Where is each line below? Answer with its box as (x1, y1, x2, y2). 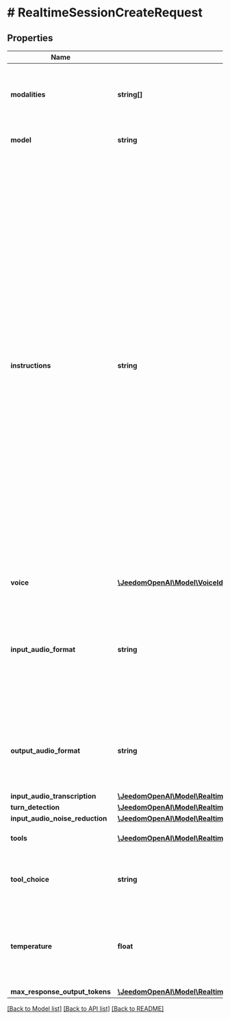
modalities (10, 90, 46, 99)
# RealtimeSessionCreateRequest (7, 5, 203, 21)
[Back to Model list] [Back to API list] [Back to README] (7, 1005, 164, 1013)
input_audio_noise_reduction (10, 814, 107, 823)
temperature (10, 941, 53, 951)
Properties (7, 32, 53, 44)
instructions (10, 361, 51, 370)
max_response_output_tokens (10, 987, 111, 996)
